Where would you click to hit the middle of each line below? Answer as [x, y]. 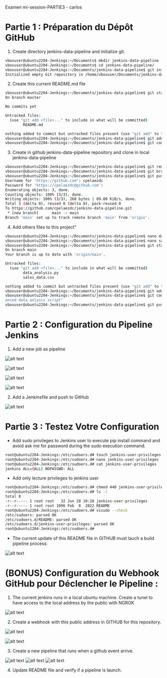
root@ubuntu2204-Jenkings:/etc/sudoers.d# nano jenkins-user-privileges [82, 459]
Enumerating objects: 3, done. [38, 190]
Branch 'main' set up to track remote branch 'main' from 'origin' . [78, 217]
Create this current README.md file [49, 84]
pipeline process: [30, 543]
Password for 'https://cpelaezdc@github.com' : [54, 185]
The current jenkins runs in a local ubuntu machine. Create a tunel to [83, 598]
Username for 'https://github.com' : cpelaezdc [54, 181]
